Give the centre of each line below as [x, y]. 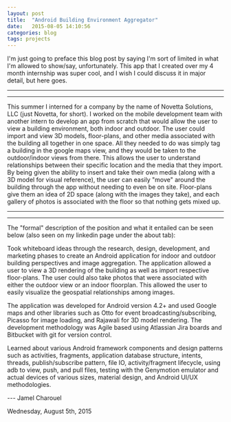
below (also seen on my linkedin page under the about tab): [91, 235]
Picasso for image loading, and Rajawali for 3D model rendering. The [104, 320]
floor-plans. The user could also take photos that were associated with [107, 278]
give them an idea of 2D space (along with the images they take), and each [113, 195]
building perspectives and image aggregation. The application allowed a [109, 263]
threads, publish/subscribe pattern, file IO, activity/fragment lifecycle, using [114, 363]
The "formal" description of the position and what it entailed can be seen [110, 228]
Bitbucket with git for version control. [59, 335]
